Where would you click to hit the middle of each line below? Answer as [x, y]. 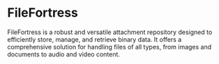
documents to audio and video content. [64, 54]
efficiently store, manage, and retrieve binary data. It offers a [95, 39]
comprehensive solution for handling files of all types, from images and [109, 47]
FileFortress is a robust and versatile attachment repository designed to [110, 32]
